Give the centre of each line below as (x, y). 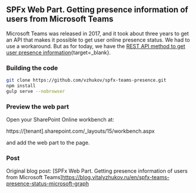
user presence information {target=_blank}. (59, 52)
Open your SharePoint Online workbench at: (60, 120)
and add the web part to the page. (48, 143)
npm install (21, 86)
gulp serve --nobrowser (36, 91)
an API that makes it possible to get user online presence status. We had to (98, 40)
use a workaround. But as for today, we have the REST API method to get (96, 46)
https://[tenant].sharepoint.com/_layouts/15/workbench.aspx (80, 131)
